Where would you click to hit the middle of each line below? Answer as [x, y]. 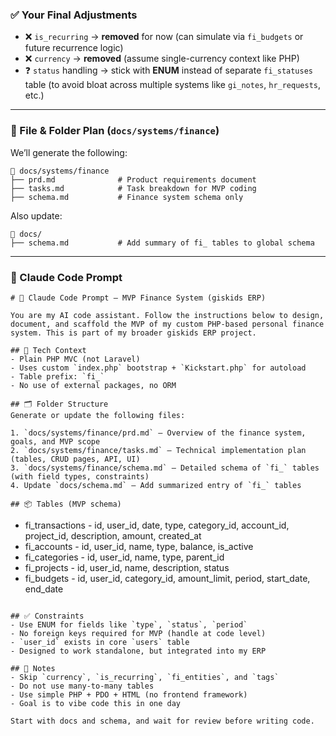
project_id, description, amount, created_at [113, 535]
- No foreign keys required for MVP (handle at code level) [138, 633]
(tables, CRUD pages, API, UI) [75, 459]
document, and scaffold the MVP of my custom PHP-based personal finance [167, 324]
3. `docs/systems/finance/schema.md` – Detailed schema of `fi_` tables [165, 468]
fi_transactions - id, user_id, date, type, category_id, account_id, [157, 525]
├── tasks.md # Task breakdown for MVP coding [133, 188]
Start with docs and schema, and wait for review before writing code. [162, 721]
